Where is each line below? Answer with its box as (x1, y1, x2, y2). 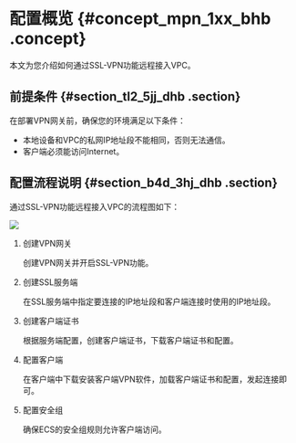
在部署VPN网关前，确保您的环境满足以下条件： (9, 115, 187, 126)
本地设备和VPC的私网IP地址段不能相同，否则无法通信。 (22, 134, 230, 145)
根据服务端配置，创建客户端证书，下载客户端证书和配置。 (22, 334, 239, 345)
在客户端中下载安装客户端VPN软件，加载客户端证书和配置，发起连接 (22, 374, 280, 385)
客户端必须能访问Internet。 (22, 145, 125, 156)
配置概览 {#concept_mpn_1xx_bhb (9, 8, 271, 29)
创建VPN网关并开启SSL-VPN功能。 (22, 257, 154, 268)
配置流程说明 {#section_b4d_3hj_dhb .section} (9, 175, 278, 191)
